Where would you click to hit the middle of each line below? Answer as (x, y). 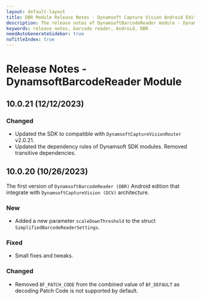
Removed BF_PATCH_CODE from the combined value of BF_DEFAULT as (97, 284)
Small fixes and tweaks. (44, 256)
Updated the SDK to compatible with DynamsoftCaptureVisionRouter (98, 134)
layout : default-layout (36, 12)
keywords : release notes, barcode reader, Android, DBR (77, 28)
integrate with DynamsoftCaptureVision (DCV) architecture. (78, 192)
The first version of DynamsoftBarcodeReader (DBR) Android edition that (93, 186)
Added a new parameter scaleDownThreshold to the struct (85, 221)
